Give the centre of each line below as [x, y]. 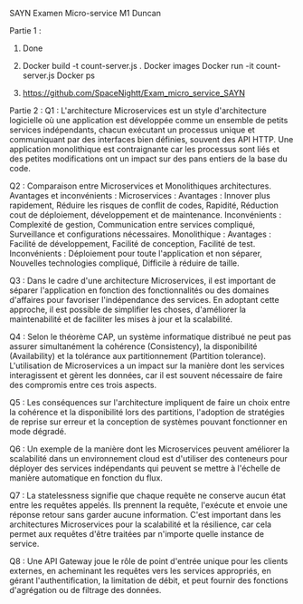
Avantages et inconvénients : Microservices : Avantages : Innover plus [140, 195]
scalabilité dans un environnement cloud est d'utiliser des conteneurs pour [148, 458]
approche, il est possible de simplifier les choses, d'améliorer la [128, 309]
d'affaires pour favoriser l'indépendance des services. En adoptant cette [144, 300]
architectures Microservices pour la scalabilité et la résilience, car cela [141, 524]
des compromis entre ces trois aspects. [83, 385]
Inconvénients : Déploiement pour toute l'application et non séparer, [136, 253]
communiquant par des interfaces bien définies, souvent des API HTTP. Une [151, 139]
